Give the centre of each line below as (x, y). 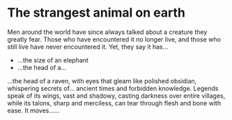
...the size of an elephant (53, 60)
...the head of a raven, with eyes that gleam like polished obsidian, (102, 80)
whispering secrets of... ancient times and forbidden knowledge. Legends (113, 88)
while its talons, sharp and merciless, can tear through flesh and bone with (114, 103)
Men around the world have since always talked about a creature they (107, 32)
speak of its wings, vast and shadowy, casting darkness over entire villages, (116, 96)
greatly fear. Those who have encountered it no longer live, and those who (114, 39)
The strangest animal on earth (96, 13)
